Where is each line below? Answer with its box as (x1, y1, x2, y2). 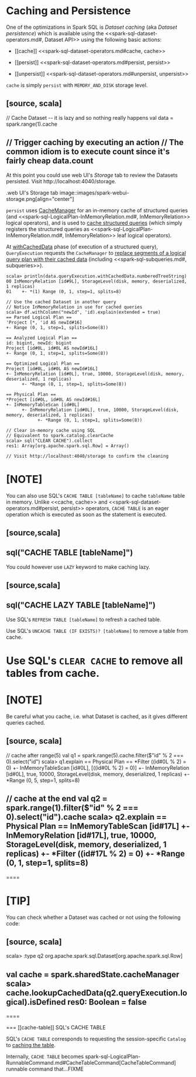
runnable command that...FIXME (6, 1065, 84, 1073)
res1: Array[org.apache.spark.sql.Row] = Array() (6, 442, 130, 449)
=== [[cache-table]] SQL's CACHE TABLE (6, 1024, 106, 1031)
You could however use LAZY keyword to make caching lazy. (6, 563, 150, 571)
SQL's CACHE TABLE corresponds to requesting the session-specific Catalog (6, 1035, 186, 1042)
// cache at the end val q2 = (6, 794, 108, 804)
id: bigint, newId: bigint (6, 340, 72, 346)
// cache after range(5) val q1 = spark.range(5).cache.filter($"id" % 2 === (6, 751, 184, 759)
